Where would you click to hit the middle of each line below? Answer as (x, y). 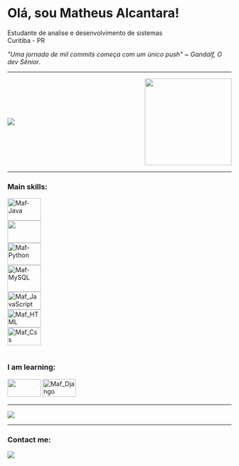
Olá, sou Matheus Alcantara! (94, 13)
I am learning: (31, 367)
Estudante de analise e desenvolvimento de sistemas (85, 33)
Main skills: (27, 187)
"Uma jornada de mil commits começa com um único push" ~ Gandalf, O (115, 54)
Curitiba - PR (26, 40)
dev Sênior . (24, 61)
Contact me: (29, 440)
